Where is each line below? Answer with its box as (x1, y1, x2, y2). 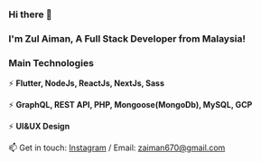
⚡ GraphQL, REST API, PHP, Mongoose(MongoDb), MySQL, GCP (8, 100, 253, 110)
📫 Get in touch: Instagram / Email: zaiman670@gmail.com (8, 142, 226, 153)
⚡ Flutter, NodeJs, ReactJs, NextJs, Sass (8, 78, 164, 89)
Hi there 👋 (8, 8, 53, 21)
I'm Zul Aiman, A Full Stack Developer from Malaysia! (8, 32, 246, 44)
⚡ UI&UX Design (8, 121, 70, 132)
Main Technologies (8, 56, 94, 69)
